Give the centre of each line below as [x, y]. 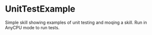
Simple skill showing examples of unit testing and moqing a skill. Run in [76, 22]
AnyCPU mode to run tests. [32, 27]
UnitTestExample [40, 9]
